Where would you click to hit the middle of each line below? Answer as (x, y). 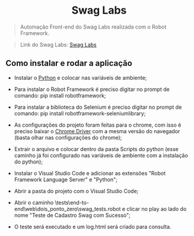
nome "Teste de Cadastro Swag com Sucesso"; (72, 215)
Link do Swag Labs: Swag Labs (58, 45)
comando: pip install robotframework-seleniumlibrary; (80, 113)
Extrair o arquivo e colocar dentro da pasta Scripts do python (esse (96, 149)
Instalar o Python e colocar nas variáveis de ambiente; (80, 77)
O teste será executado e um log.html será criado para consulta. (93, 226)
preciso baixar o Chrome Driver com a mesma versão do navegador (97, 131)
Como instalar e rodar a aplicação (69, 63)
